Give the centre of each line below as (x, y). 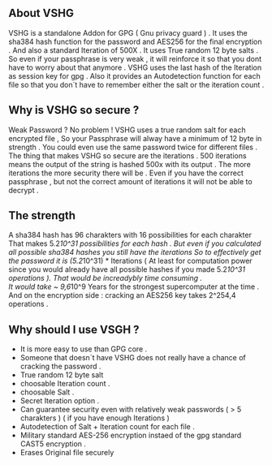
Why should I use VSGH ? (74, 329)
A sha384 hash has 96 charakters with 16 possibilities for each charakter (130, 235)
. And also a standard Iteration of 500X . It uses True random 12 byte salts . (133, 50)
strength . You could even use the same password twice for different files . (133, 147)
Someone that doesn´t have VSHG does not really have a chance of (133, 358)
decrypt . (24, 190)
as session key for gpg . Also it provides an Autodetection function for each (135, 75)
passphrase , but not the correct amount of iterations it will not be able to (131, 181)
